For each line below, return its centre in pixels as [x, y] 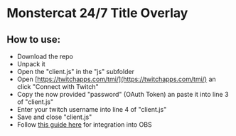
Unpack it [31, 64]
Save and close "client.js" [54, 117]
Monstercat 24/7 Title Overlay [97, 13]
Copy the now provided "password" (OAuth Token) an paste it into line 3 [123, 94]
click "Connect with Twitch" [58, 87]
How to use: [34, 40]
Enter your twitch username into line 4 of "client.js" [92, 109]
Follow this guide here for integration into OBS [84, 125]
